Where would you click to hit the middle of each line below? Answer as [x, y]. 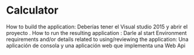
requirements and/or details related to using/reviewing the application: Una [97, 39]
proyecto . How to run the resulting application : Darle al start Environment [96, 33]
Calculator [32, 10]
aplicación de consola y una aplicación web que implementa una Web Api [96, 46]
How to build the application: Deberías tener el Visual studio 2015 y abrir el [97, 27]
